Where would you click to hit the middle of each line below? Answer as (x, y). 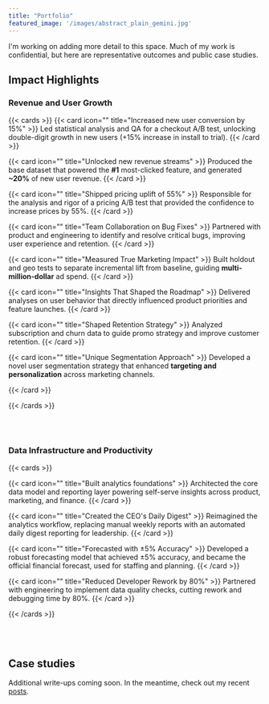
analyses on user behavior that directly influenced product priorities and (128, 301)
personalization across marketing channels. (82, 375)
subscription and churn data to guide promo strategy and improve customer (134, 334)
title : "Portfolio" (41, 16)
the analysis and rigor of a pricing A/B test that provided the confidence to (131, 203)
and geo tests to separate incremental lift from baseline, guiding (114, 268)
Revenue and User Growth (60, 103)
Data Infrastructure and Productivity (81, 451)
